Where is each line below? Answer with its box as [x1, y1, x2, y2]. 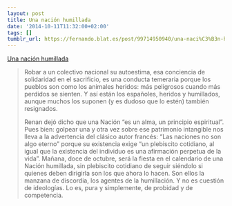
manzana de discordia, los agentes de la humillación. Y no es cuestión [23, 176, 224, 185]
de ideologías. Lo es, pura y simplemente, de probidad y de [23, 184, 193, 192]
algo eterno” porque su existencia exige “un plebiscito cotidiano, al [23, 140, 215, 148]
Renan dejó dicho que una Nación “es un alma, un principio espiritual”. [23, 118, 224, 126]
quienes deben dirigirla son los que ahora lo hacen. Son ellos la [23, 169, 205, 178]
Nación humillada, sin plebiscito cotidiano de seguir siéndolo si [23, 162, 204, 170]
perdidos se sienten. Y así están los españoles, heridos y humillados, [23, 90, 221, 99]
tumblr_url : [7, 36, 41, 43]
